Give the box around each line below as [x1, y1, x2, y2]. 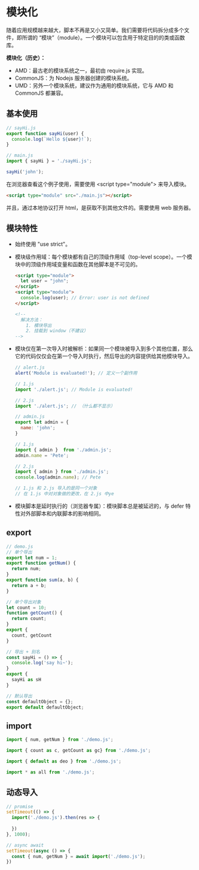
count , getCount [11, 632, 52, 639]
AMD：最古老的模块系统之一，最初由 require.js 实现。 [14, 67, 148, 74]
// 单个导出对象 [6, 599, 41, 605]
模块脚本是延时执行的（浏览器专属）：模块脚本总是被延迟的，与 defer [14, 502, 184, 510]
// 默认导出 [6, 693, 33, 699]
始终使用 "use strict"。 [14, 240, 71, 248]
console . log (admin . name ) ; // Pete [14, 474, 101, 480]
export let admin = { [14, 419, 69, 426]
